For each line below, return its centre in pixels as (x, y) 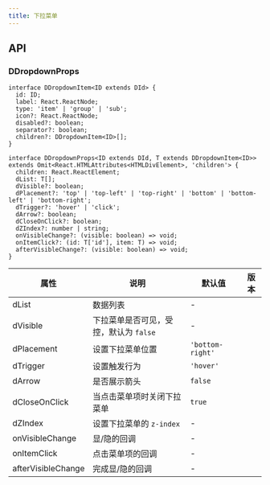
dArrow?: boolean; (47, 215)
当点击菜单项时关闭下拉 (137, 397)
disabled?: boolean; (50, 123)
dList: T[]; (36, 179)
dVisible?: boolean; (50, 187)
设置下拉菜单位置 (125, 349)
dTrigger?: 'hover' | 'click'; (68, 208)
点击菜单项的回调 (125, 454)
